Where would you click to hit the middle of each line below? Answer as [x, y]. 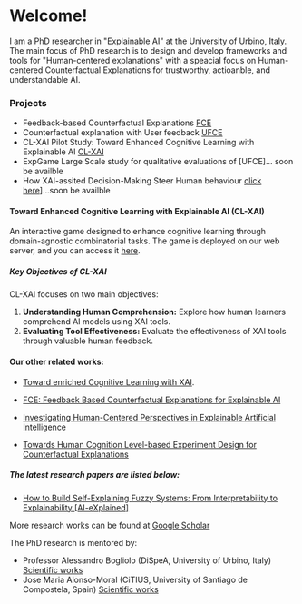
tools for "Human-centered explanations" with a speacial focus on [133, 60]
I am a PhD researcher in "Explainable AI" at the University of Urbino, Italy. [148, 41]
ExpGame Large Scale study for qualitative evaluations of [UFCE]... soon [158, 162]
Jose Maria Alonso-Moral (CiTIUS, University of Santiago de [135, 579]
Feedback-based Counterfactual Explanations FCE [117, 123]
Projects [28, 103]
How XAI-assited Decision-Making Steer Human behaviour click [142, 181]
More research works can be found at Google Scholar [110, 525]
